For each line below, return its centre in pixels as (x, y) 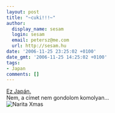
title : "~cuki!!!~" (31, 18)
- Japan (16, 68)
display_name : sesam (38, 29)
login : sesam (28, 35)
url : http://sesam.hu (39, 46)
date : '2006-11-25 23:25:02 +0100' (51, 52)
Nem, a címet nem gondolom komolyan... (58, 98)
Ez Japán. (19, 91)
